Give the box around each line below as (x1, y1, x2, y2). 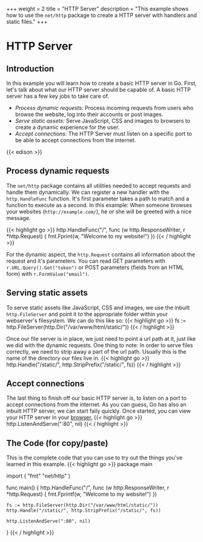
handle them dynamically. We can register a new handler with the (6, 188, 170, 196)
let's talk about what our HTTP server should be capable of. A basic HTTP (6, 86, 191, 93)
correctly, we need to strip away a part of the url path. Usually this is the (6, 348, 187, 355)
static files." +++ (6, 18, 48, 25)
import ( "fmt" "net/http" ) (6, 472, 71, 479)
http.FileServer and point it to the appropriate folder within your (6, 310, 168, 318)
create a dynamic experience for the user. (15, 124, 120, 131)
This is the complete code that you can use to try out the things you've (6, 454, 183, 461)
